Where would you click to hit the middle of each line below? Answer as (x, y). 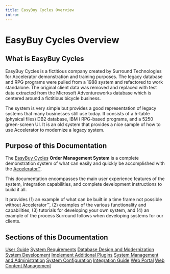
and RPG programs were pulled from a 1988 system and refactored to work (84, 82)
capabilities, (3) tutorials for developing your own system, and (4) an (77, 210)
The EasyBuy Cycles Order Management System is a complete (72, 158)
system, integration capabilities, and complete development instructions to (84, 184)
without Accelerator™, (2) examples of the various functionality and (76, 205)
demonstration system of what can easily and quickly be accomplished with (85, 163)
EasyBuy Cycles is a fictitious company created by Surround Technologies (83, 71)
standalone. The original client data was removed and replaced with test (81, 87)
